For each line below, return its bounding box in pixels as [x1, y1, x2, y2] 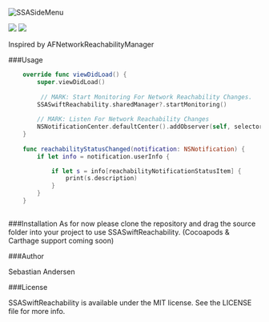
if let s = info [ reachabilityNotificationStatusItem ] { [50, 167, 242, 175]
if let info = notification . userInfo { [37, 152, 171, 160]
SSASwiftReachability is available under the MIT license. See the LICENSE [8, 297, 252, 308]
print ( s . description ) [65, 175, 138, 183]
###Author [8, 251, 45, 260]
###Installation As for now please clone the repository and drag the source [8, 219, 256, 228]
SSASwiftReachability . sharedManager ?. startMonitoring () [37, 100, 227, 108]
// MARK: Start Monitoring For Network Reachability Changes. [40, 93, 252, 101]
